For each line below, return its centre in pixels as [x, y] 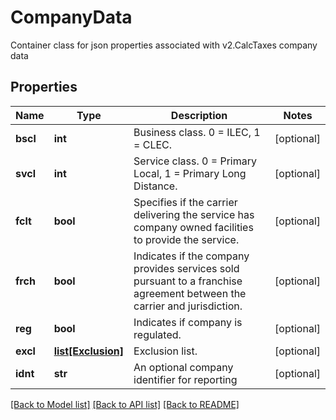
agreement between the [190, 293]
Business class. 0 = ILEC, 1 [197, 132]
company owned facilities [193, 227]
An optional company [183, 367]
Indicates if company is [188, 322]
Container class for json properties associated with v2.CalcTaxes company [164, 45]
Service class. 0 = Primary [195, 161]
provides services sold [186, 268]
